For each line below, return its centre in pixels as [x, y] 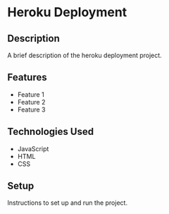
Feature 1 [31, 94]
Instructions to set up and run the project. [68, 203]
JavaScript [33, 148]
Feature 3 [31, 109]
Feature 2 [31, 102]
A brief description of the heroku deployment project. [84, 55]
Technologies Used [50, 132]
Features [27, 77]
